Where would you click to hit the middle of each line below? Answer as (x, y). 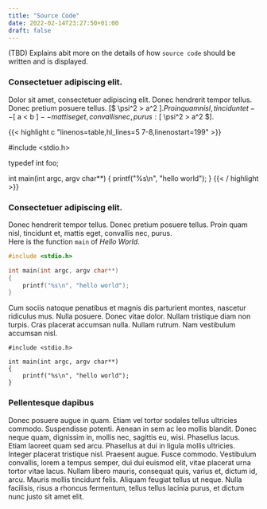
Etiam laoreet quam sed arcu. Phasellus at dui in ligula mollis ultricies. (122, 445)
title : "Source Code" (44, 16)
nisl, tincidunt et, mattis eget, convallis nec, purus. (90, 233)
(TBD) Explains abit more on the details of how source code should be (122, 53)
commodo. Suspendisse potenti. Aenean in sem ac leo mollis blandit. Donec (132, 429)
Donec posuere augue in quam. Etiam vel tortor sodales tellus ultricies (123, 420)
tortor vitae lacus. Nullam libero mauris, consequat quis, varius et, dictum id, (133, 471)
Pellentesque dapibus (51, 403)
